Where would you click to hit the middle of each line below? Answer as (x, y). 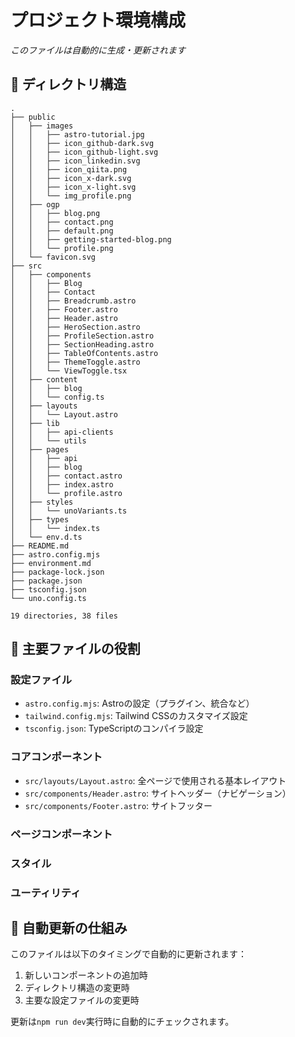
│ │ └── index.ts (55, 528)
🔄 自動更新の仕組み (69, 927)
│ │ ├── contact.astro (66, 476)
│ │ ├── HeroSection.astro (75, 327)
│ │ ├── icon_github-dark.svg (82, 143)
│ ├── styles (42, 502)
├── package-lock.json (57, 572)
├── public (33, 117)
